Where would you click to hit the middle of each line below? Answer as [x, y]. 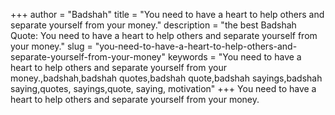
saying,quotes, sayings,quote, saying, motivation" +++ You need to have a [163, 88]
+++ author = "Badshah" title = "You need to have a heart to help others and [167, 14]
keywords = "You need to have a [234, 57]
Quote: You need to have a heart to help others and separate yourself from [164, 35]
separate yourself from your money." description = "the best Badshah [153, 25]
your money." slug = [51, 46]
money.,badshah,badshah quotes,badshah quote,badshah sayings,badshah [166, 78]
